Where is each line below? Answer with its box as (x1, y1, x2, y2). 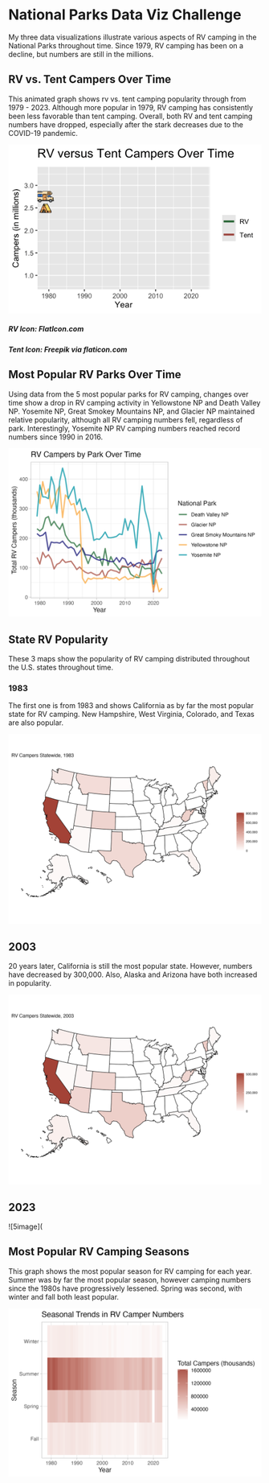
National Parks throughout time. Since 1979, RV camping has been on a (8, 40, 243, 50)
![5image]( (8, 1221, 43, 1231)
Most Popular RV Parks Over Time (8, 368, 182, 381)
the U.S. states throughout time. (8, 662, 114, 673)
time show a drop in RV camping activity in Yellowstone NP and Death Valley (8, 398, 261, 407)
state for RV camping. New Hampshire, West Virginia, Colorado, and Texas (8, 710, 255, 719)
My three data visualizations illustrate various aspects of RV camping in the (8, 32, 257, 42)
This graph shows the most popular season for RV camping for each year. (8, 1266, 253, 1276)
